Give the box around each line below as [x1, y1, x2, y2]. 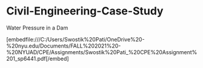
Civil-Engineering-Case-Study [6, 4, 164, 18]
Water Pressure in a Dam [6, 24, 68, 31]
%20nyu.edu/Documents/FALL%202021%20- [6, 42, 121, 49]
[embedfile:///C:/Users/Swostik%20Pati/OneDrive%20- [6, 36, 145, 43]
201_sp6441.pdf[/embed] [6, 55, 69, 62]
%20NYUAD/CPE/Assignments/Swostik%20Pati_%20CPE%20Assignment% [6, 48, 198, 55]
